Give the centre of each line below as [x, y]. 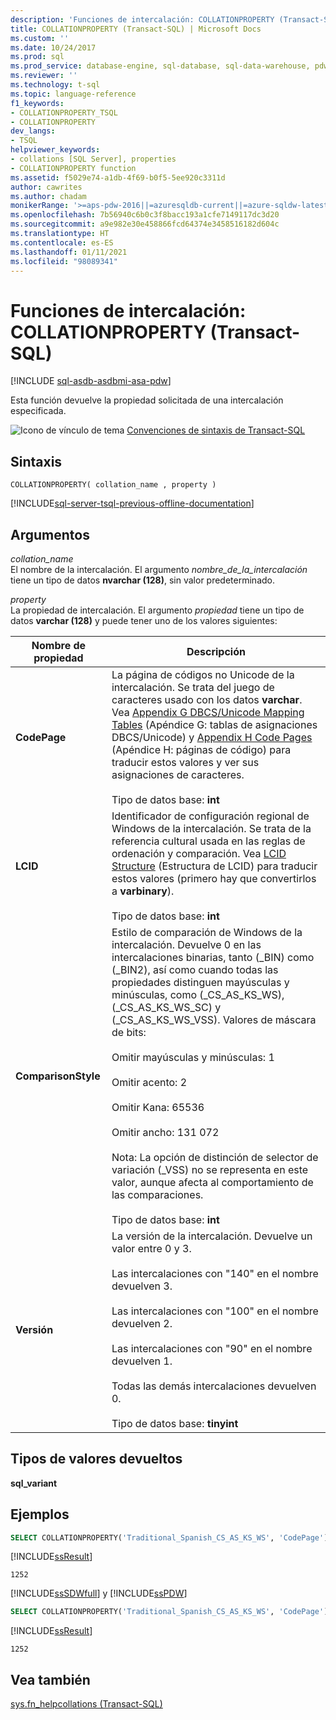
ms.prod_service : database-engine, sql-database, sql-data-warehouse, [160, 66]
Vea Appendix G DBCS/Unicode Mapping [208, 712]
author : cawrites [46, 187]
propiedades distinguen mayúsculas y [200, 982]
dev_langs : [33, 131]
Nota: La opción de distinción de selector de [215, 1157]
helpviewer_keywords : [55, 150]
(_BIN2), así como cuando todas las [195, 969]
